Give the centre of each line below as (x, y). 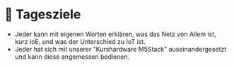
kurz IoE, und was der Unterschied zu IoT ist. (80, 41)
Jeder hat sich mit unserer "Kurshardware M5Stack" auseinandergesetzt (121, 49)
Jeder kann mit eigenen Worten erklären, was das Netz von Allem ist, (115, 34)
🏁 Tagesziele (43, 15)
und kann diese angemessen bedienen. (72, 57)
